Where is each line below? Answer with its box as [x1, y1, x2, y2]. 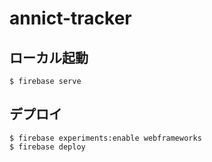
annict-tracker [9, 7, 132, 30]
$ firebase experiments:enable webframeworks [9, 133, 202, 143]
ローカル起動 [9, 49, 89, 66]
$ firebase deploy [9, 142, 86, 152]
